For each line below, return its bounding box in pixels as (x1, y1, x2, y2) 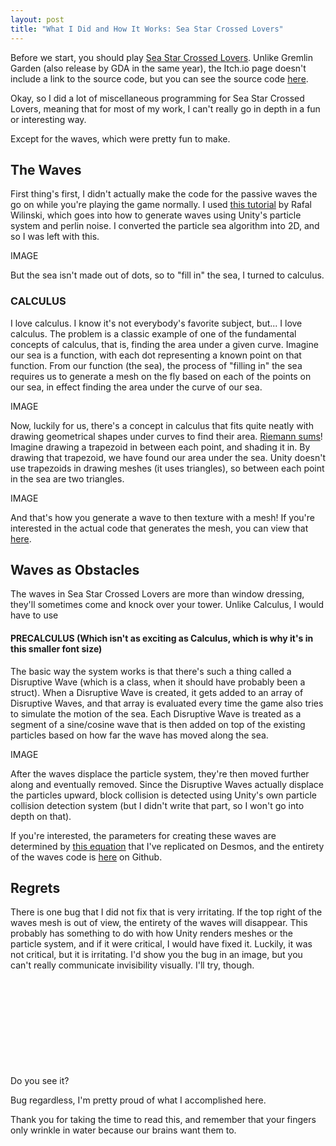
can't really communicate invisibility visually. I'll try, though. (10, 959, 255, 971)
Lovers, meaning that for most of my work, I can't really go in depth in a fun (10, 102, 321, 115)
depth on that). (10, 810, 72, 822)
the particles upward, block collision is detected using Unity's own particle (10, 789, 318, 801)
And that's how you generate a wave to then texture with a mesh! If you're (10, 511, 315, 523)
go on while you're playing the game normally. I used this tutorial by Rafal (10, 199, 312, 211)
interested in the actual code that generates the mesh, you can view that (10, 522, 309, 534)
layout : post (10, 14, 65, 25)
